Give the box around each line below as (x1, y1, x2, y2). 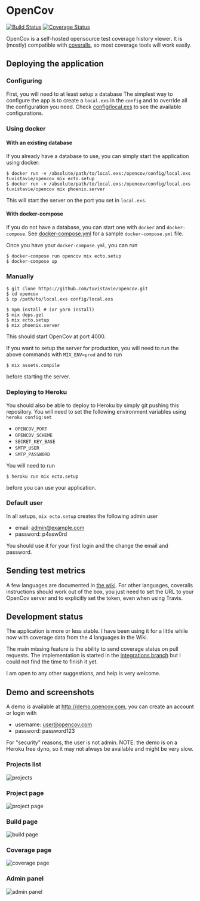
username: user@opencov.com (14, 721, 93, 728)
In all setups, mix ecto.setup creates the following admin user (6, 512, 158, 520)
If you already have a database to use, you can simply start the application (6, 152, 189, 159)
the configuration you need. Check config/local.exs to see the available (6, 103, 181, 110)
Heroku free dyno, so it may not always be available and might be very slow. (6, 745, 194, 753)
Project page (6, 788, 44, 797)
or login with (6, 709, 37, 717)
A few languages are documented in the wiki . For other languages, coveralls (6, 581, 193, 588)
